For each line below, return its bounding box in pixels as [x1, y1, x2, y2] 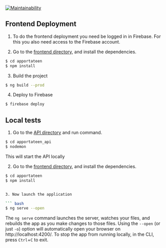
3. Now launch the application [5, 192, 72, 197]
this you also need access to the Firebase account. [12, 38, 120, 45]
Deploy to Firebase [12, 92, 53, 98]
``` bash [5, 201, 24, 206]
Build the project [12, 72, 48, 79]
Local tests [5, 116, 42, 125]
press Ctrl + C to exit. [5, 237, 49, 243]
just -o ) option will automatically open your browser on [5, 226, 121, 232]
